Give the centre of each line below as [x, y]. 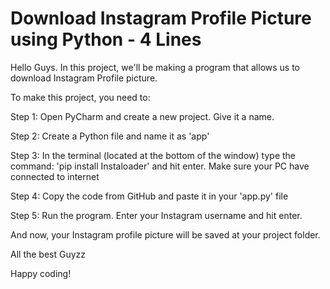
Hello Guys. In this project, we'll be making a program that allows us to [155, 67]
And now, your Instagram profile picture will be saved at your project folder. [165, 234]
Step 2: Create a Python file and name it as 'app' [110, 136]
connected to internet [55, 176]
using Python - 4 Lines [106, 39]
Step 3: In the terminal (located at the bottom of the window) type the [153, 155]
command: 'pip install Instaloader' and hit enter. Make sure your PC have [160, 166]
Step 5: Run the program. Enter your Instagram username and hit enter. [156, 215]
